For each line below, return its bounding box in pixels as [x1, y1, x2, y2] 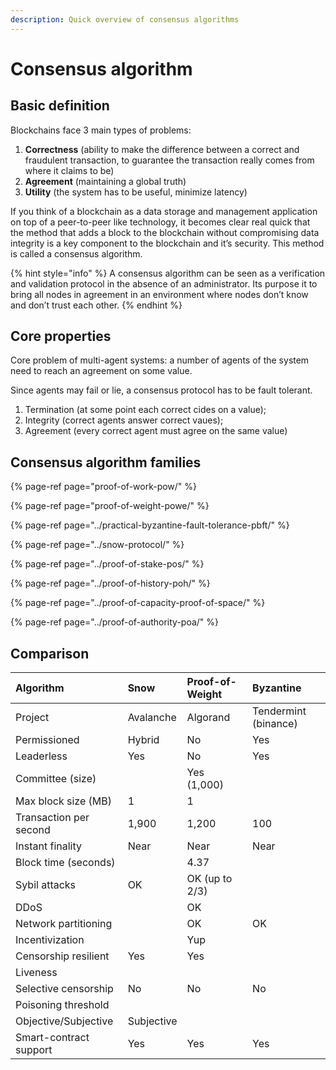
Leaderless [15, 749, 68, 763]
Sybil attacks [15, 878, 77, 892]
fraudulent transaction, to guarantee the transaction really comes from [24, 154, 315, 166]
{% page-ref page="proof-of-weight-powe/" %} [10, 500, 210, 512]
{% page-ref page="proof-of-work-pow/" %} [10, 481, 198, 493]
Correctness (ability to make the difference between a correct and [24, 143, 300, 155]
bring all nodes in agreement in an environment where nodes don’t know [10, 288, 309, 300]
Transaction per [15, 811, 90, 825]
